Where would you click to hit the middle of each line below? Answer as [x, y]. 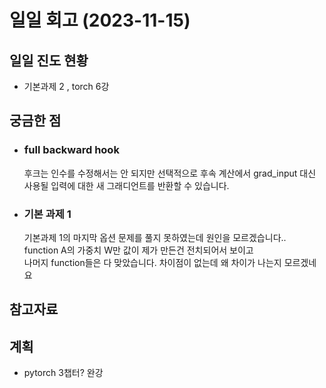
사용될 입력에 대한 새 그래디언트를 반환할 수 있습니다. [126, 185]
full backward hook [71, 150]
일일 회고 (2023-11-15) [100, 20]
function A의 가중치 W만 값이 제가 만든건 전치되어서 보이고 [138, 250]
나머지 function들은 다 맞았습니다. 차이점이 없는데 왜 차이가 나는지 [152, 262]
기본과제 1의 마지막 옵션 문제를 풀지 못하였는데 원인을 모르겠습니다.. [155, 237]
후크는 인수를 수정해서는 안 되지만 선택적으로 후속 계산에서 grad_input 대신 [170, 173]
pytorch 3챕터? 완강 [63, 373]
